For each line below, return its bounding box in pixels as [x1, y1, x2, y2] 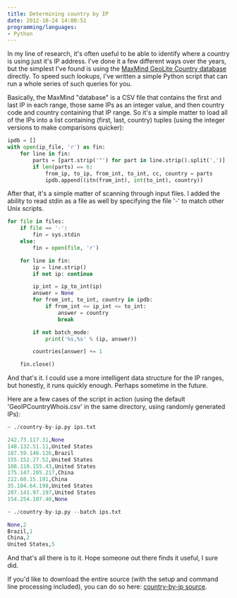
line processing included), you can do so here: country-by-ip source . [7, 582, 207, 591]
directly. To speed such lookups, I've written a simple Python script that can [7, 72, 228, 81]
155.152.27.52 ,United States [7, 456, 93, 464]
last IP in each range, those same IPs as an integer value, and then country [7, 100, 224, 110]
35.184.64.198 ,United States [7, 483, 93, 490]
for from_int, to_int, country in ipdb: [32, 297, 153, 304]
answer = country [57, 309, 109, 316]
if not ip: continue [32, 270, 93, 277]
